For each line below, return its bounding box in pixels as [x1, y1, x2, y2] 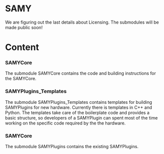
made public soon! [5, 24, 43, 30]
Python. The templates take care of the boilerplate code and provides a [5, 109, 150, 116]
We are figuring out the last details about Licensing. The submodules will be [5, 19, 159, 25]
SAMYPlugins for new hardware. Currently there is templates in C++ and [5, 104, 152, 110]
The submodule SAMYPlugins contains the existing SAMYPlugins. [5, 144, 139, 150]
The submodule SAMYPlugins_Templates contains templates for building [5, 99, 153, 105]
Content [5, 42, 39, 53]
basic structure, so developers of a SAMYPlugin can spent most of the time [5, 115, 158, 121]
